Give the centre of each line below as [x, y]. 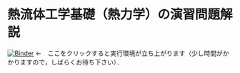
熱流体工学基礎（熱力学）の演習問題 [114, 15]
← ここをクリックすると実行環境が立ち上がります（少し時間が [129, 53]
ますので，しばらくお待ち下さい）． [71, 62]
